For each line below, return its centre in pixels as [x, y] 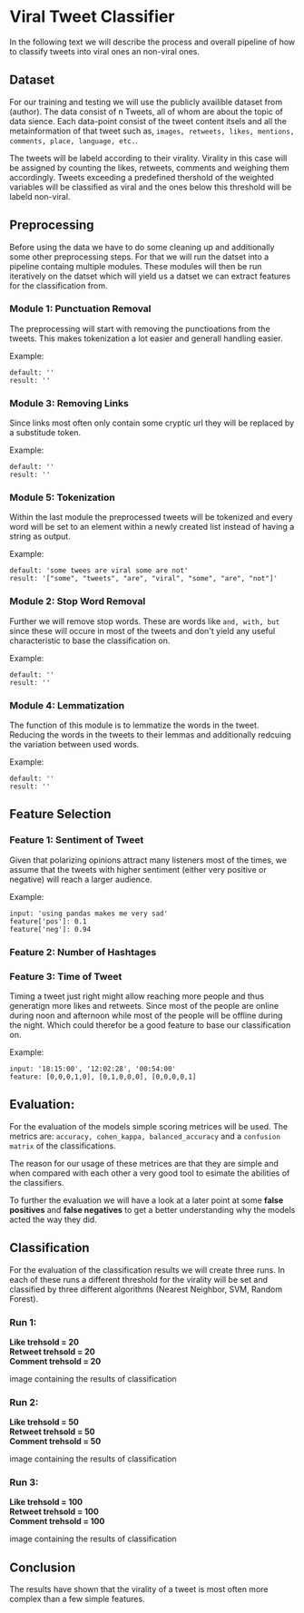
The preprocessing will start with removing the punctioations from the [140, 328]
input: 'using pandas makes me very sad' [89, 914]
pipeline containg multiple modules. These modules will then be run [136, 266]
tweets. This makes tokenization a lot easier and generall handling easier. [146, 338]
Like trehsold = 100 [46, 1502]
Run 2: [24, 1402]
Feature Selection [60, 814]
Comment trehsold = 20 [55, 1361]
